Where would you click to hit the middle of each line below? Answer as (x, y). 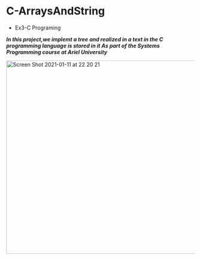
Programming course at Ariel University (57, 52)
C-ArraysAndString (56, 11)
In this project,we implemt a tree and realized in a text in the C (85, 39)
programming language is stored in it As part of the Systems (83, 46)
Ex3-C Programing (38, 28)
